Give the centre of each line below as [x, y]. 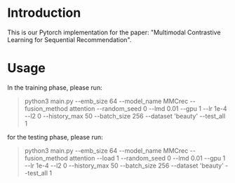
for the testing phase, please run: [55, 137]
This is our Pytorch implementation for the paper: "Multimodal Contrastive [114, 32]
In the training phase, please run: [55, 87]
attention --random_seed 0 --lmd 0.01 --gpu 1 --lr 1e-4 [148, 108]
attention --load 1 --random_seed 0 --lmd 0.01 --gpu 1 [147, 158]
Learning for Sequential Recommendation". [69, 39]
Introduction [44, 13]
